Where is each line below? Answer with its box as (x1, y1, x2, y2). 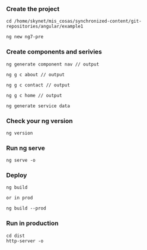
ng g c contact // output (6, 82, 70, 88)
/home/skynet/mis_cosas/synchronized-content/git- (14, 18, 142, 24)
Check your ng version (6, 117, 73, 125)
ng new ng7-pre (6, 34, 44, 40)
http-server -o (6, 237, 44, 244)
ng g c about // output (6, 71, 65, 77)
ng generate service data (6, 103, 70, 109)
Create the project (6, 5, 60, 13)
